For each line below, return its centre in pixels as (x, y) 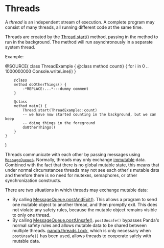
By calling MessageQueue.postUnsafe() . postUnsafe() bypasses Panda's (86, 220)
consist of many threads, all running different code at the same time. (74, 27)
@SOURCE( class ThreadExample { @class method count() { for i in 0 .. (77, 66)
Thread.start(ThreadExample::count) (60, 110)
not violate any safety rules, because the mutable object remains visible (84, 210)
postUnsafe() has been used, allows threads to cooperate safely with (82, 236)
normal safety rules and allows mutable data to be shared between (79, 225)
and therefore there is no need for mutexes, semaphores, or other (71, 175)
